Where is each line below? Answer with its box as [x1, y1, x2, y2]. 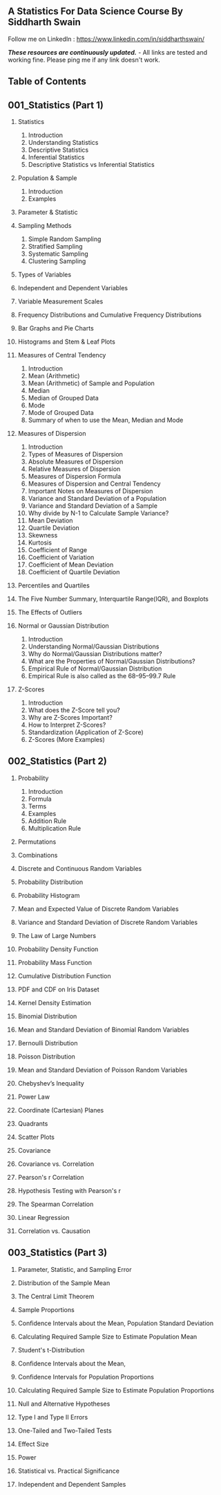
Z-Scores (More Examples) [28, 736, 106, 744]
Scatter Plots [17, 1133, 55, 1141]
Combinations [17, 851, 58, 859]
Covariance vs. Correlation [17, 1160, 95, 1168]
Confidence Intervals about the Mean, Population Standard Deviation [17, 1319, 213, 1327]
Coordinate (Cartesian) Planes [17, 1106, 104, 1114]
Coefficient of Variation [28, 554, 95, 562]
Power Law [17, 1092, 50, 1101]
